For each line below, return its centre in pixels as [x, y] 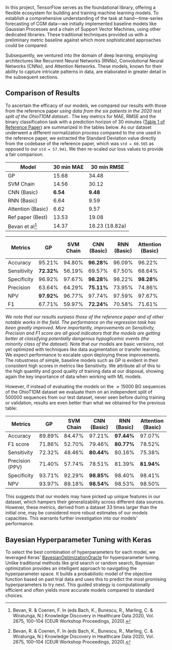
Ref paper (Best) [28, 217]
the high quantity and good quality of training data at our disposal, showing [84, 371]
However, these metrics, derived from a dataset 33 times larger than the [81, 507]
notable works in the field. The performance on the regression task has [81, 322]
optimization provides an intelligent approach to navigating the [71, 568]
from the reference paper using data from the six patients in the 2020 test [83, 111]
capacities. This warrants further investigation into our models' [71, 518]
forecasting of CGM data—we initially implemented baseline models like [81, 24]
